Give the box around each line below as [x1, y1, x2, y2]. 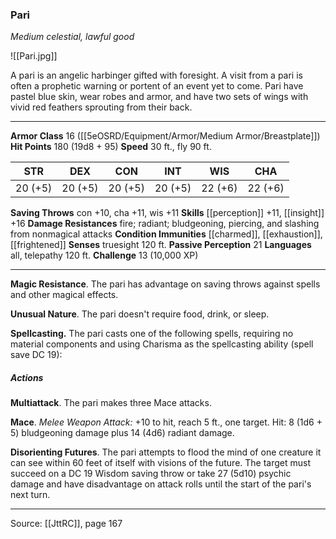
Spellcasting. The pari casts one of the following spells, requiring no [10, 328, 294, 340]
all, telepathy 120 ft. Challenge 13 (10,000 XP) [10, 249, 199, 262]
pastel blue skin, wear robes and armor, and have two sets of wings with [10, 91, 309, 103]
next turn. [10, 489, 51, 501]
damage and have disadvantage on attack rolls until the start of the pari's [10, 478, 312, 490]
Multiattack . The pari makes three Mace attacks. [10, 397, 212, 409]
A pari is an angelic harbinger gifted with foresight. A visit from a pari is [10, 69, 303, 82]
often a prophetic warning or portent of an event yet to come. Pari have [10, 80, 304, 92]
